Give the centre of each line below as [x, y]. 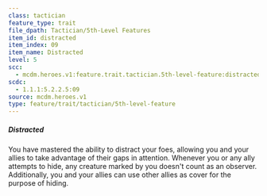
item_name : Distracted [46, 52]
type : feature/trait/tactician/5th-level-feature [92, 104]
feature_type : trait [43, 23]
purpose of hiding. [39, 183]
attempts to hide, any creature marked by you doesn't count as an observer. [133, 167]
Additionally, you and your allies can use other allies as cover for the [120, 175]
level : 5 [23, 60]
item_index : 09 [33, 45]
